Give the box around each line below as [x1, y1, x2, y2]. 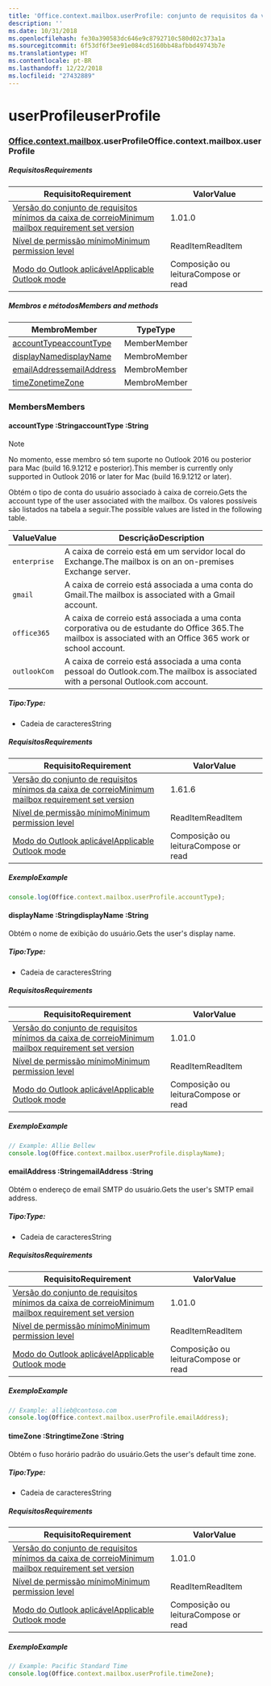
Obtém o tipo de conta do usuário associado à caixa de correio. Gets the [8, 487, 248, 497]
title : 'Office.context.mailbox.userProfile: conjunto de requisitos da [8, 11, 258, 20]
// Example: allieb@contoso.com [8, 1406, 117, 1414]
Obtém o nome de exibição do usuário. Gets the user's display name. [8, 929, 236, 938]
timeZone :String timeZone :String [8, 1431, 124, 1441]
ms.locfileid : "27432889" [8, 72, 95, 80]
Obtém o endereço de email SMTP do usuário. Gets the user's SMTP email [8, 1184, 254, 1194]
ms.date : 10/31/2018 [8, 27, 78, 35]
